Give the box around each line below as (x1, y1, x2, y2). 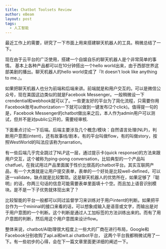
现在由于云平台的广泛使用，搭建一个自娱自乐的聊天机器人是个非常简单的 (5, 56, 152, 62)
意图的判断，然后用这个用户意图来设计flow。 (9, 216, 101, 222)
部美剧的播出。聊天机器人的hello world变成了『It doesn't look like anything (5, 69, 157, 75)
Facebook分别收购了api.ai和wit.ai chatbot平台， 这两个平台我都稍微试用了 (5, 233, 156, 239)
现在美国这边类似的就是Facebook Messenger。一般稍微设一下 (18, 92, 145, 98)
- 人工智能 (9, 26, 29, 31)
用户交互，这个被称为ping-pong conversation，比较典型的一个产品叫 (5, 156, 145, 162)
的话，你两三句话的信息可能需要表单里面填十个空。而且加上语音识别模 (13, 181, 157, 187)
